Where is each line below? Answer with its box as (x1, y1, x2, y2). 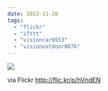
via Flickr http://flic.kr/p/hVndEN (7, 75, 101, 84)
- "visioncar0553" (13, 37, 68, 44)
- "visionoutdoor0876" (13, 43, 80, 50)
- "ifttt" (13, 30, 42, 37)
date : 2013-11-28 (7, 10, 59, 18)
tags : (7, 17, 23, 24)
